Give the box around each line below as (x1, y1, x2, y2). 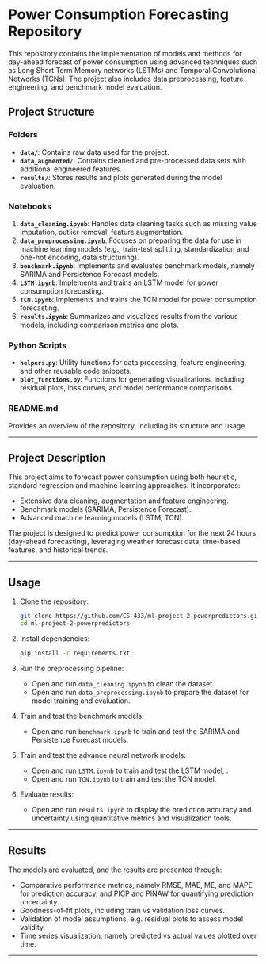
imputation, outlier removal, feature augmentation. (19, 227, 184, 236)
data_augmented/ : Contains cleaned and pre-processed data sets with (19, 156, 247, 165)
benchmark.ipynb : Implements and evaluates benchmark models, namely (19, 260, 255, 271)
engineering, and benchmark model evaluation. (8, 82, 162, 92)
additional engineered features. (19, 164, 123, 174)
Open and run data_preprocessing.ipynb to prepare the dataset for (31, 687, 249, 697)
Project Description (8, 451, 106, 465)
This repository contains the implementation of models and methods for (8, 48, 243, 58)
